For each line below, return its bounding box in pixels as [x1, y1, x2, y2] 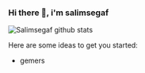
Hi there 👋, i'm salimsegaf [8, 7, 109, 18]
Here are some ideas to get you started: [8, 40, 139, 50]
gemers [19, 56, 45, 66]
